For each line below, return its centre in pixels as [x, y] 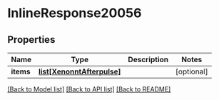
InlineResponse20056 [75, 13]
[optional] [192, 71]
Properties [31, 40]
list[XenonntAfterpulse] [80, 71]
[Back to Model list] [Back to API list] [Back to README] [89, 89]
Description [148, 60]
